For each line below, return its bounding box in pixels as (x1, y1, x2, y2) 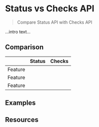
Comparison (5, 43, 44, 52)
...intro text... (5, 29, 31, 34)
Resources (5, 115, 39, 124)
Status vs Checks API (5, 3, 95, 14)
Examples (5, 99, 36, 107)
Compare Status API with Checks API (17, 19, 93, 25)
